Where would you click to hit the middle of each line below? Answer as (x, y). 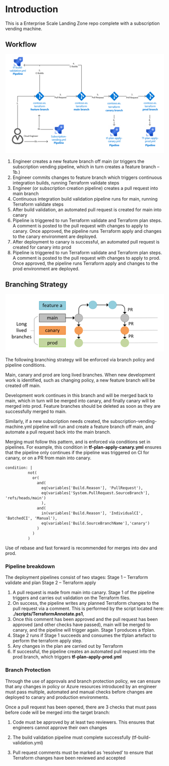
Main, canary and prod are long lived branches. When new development (80, 375)
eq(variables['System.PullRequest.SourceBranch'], (96, 493)
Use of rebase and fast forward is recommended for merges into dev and (81, 548)
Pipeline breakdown (30, 566)
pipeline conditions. (26, 365)
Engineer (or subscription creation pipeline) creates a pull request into (85, 188)
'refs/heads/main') (26, 498)
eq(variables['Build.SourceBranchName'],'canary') (96, 523)
